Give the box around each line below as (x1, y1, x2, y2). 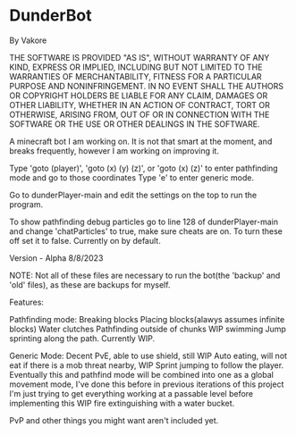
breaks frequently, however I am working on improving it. (9, 145, 219, 156)
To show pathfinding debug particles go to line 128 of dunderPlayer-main (9, 216, 279, 227)
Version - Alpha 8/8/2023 (9, 252, 104, 264)
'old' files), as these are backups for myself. (9, 279, 171, 290)
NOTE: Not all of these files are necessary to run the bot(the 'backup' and (9, 270, 281, 280)
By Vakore (9, 35, 47, 46)
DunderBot (9, 5, 92, 26)
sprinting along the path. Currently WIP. (9, 332, 155, 344)
